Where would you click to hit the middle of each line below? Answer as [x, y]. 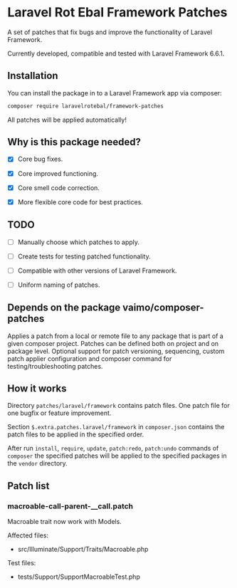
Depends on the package [64, 308]
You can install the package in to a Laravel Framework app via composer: [115, 93]
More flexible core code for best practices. [80, 202]
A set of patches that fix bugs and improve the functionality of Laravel [110, 32]
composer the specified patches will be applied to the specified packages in [117, 456]
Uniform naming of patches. [59, 285]
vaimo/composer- [163, 308]
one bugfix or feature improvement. [59, 413]
